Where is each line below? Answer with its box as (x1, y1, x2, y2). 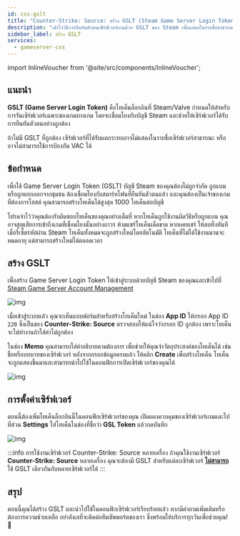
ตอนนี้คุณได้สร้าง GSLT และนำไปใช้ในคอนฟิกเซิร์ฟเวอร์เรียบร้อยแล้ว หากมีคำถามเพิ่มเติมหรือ (7, 505, 225, 513)
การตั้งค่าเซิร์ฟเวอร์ (7, 393, 71, 405)
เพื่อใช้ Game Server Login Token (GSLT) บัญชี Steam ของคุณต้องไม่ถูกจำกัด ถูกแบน (7, 182, 226, 190)
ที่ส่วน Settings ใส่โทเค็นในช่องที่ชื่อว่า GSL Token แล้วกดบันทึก (7, 420, 168, 429)
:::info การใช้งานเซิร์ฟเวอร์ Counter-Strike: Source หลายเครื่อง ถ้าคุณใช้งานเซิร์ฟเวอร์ (7, 448, 221, 457)
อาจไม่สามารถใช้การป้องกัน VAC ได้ (7, 141, 92, 150)
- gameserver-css (14, 44, 66, 51)
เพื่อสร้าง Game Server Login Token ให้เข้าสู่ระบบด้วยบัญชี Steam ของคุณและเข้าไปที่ (7, 276, 221, 284)
